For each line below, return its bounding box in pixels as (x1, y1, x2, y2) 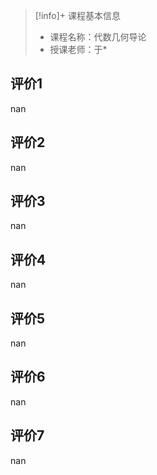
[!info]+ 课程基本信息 (34, 10, 122, 21)
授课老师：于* (49, 44, 108, 55)
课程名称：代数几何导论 (49, 31, 147, 43)
